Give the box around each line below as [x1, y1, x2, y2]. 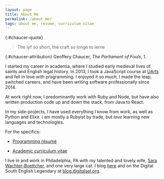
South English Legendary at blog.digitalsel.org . [5, 168, 101, 174]
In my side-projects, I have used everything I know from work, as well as [5, 109, 153, 115]
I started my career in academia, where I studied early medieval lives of [5, 63, 151, 69]
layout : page [5, 7, 32, 12]
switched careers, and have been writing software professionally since [5, 79, 150, 85]
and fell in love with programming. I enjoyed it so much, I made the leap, [5, 74, 152, 80]
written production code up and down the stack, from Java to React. [5, 99, 145, 105]
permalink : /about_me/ [5, 16, 52, 21]
